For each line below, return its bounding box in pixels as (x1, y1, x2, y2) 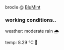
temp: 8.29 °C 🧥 (5, 40, 38, 46)
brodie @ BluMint (5, 4, 41, 10)
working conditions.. (5, 16, 57, 23)
